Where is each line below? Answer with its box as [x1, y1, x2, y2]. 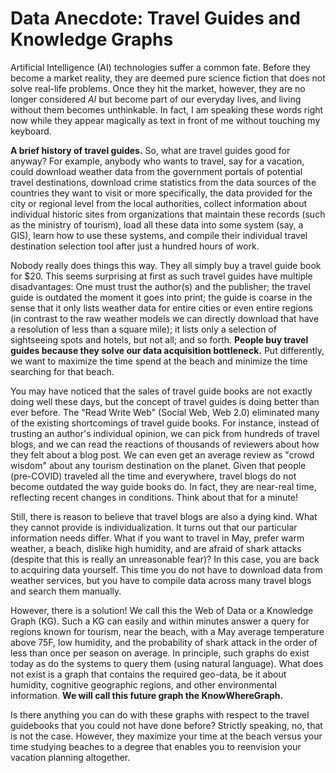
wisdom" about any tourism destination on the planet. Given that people [10, 459, 307, 471]
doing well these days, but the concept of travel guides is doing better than [10, 395, 320, 407]
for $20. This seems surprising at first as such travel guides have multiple [10, 270, 313, 282]
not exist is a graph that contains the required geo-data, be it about [10, 668, 287, 680]
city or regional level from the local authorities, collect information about [10, 197, 308, 209]
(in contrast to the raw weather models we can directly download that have [10, 312, 320, 324]
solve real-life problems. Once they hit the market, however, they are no [10, 82, 306, 94]
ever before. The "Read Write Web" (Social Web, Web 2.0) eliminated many [10, 406, 320, 418]
